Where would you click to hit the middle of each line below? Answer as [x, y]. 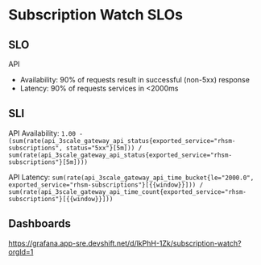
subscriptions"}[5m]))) [48, 162]
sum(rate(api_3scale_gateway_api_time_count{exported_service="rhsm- [128, 191]
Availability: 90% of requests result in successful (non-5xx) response [135, 80]
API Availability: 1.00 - [46, 133]
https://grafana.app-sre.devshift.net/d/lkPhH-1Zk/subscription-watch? [125, 243]
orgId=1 [21, 251]
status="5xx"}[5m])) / [104, 148]
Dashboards [39, 224]
